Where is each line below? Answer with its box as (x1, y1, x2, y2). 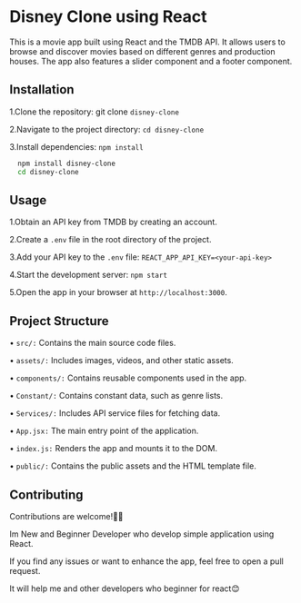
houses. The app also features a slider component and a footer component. (9, 55, 293, 66)
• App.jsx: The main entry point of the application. (9, 425, 199, 437)
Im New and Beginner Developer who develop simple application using (9, 529, 275, 539)
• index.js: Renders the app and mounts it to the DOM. (9, 443, 218, 454)
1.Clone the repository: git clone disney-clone (9, 106, 180, 117)
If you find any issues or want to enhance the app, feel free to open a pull (9, 556, 284, 567)
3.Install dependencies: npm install (9, 141, 144, 152)
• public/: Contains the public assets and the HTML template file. (9, 460, 257, 471)
